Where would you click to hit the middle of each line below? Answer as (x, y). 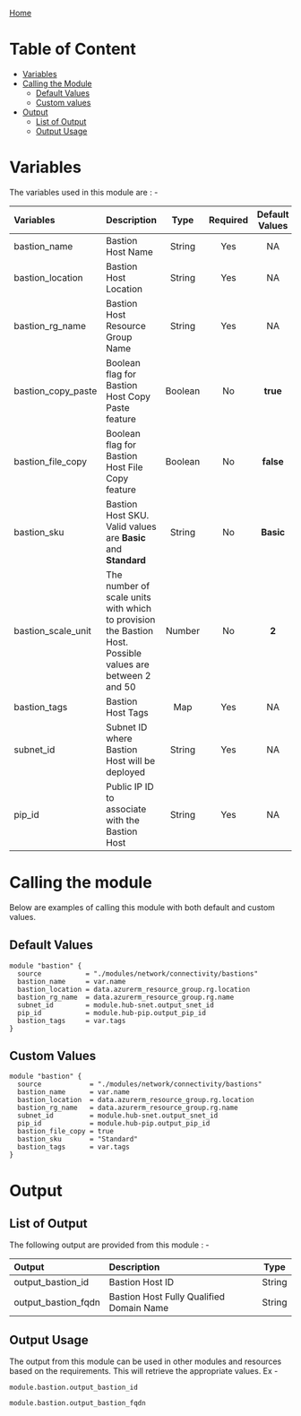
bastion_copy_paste (56, 391)
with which (129, 608)
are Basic (126, 537)
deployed (126, 772)
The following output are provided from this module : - (109, 1245)
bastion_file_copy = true (66, 1132)
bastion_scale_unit (53, 630)
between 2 (129, 675)
